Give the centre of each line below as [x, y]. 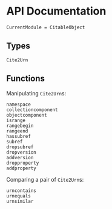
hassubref [19, 136]
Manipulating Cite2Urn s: [36, 93]
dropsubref [20, 147]
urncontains [21, 190]
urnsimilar [20, 201]
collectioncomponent [32, 110]
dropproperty [23, 163]
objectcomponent [27, 115]
